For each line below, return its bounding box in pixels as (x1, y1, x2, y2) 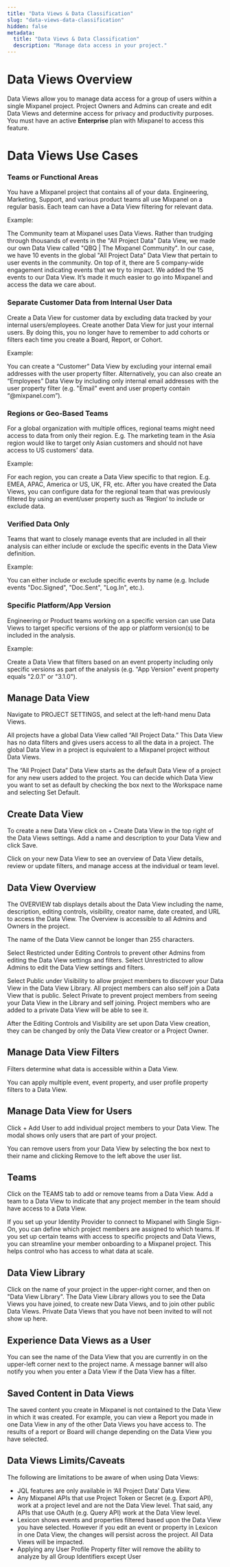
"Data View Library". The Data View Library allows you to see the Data (7, 1292, 206, 1301)
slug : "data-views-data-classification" (7, 17, 125, 23)
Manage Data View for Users (7, 1106, 133, 1117)
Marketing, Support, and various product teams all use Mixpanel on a (7, 196, 203, 204)
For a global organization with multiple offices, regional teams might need (7, 424, 215, 432)
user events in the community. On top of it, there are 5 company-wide (7, 259, 204, 267)
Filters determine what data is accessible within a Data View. (7, 1064, 179, 1073)
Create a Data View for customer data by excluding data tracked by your (7, 313, 211, 322)
